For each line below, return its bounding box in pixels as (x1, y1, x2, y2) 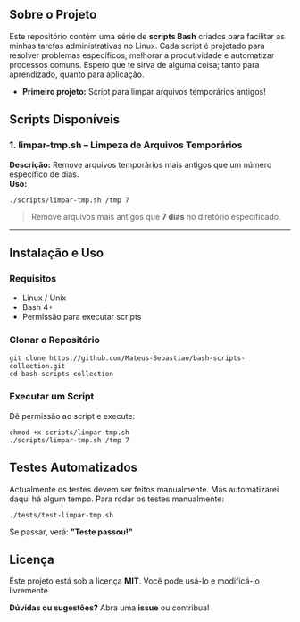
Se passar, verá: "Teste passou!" (9, 526, 133, 537)
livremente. (9, 585, 51, 596)
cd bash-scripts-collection (9, 370, 114, 379)
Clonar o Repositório (9, 334, 100, 347)
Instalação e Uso (9, 245, 104, 260)
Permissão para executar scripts (21, 312, 142, 323)
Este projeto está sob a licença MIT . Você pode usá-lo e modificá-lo (9, 576, 261, 586)
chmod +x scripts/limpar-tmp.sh (9, 428, 129, 437)
